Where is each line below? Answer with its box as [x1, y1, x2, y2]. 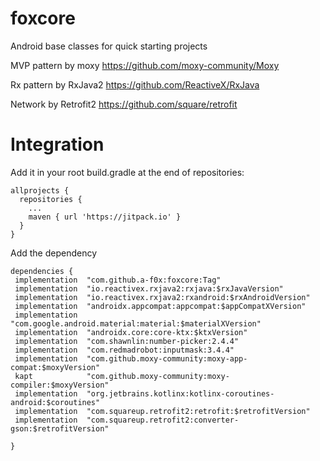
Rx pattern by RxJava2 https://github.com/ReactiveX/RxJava [10, 78, 260, 91]
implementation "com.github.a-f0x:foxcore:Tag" [14, 275, 222, 285]
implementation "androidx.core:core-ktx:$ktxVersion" [14, 327, 248, 337]
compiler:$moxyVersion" [10, 380, 110, 390]
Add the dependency [10, 247, 98, 259]
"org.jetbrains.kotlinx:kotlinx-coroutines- [86, 388, 275, 399]
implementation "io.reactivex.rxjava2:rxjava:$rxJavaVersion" [14, 283, 284, 294]
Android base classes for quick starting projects [10, 40, 208, 52]
